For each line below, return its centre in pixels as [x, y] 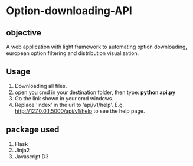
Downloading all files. [41, 86]
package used [33, 130]
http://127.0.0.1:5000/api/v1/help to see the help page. [80, 111]
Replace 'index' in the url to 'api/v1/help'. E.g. [69, 105]
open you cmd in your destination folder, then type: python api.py [95, 92]
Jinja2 [22, 150]
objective [24, 33]
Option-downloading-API [69, 11]
